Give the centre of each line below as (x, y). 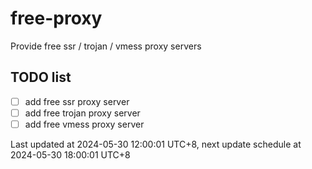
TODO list (41, 77)
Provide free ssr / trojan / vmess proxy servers (106, 46)
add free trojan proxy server (82, 113)
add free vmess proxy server (84, 124)
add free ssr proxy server (77, 101)
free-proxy (56, 18)
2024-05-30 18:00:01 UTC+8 (70, 154)
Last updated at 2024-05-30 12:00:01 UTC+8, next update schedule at (156, 144)
